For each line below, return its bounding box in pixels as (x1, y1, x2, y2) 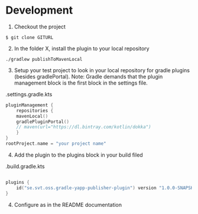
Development (5, 4, 73, 17)
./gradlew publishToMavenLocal (5, 56, 83, 62)
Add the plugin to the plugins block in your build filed (14, 151, 143, 158)
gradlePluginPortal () (16, 119, 69, 125)
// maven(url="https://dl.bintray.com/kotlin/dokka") (16, 124, 151, 130)
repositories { (16, 108, 54, 114)
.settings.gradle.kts (5, 90, 53, 98)
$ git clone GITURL (5, 34, 54, 40)
